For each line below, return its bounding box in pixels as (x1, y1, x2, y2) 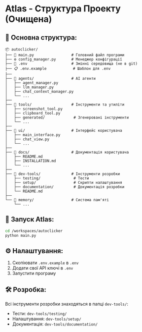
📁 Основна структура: (5, 33, 77, 42)
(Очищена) (5, 13, 52, 25)
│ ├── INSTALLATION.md (5, 159, 56, 164)
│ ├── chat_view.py (5, 137, 50, 142)
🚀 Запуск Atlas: (5, 215, 54, 223)
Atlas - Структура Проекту (5, 3, 121, 14)
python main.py (5, 233, 36, 238)
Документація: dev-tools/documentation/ (12, 321, 98, 327)
